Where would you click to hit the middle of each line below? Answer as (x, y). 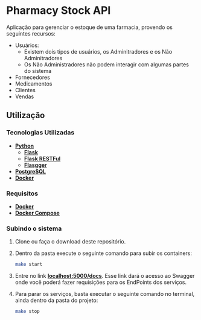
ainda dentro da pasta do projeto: (56, 300)
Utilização (26, 115)
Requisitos (22, 193)
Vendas (24, 96)
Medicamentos (33, 83)
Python (24, 146)
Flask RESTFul (42, 158)
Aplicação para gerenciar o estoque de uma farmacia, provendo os (90, 27)
